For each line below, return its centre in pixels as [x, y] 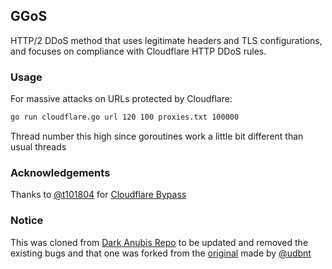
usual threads [38, 146]
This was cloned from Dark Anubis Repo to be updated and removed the [159, 242]
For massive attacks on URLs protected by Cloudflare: [121, 99]
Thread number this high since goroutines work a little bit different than [157, 136]
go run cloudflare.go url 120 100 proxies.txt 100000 [125, 117]
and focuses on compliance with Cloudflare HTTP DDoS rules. [138, 51]
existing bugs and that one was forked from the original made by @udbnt [161, 253]
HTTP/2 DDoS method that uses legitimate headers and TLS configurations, [166, 40]
